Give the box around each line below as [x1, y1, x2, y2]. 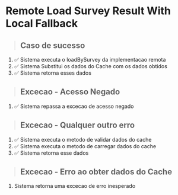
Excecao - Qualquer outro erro [20, 120, 135, 130]
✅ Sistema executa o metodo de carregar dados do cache [14, 142, 157, 149]
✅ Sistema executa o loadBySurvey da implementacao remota [14, 56, 166, 63]
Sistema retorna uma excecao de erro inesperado [14, 183, 136, 190]
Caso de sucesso [20, 40, 85, 50]
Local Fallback [5, 17, 78, 30]
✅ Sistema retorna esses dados [14, 69, 91, 76]
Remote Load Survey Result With [5, 4, 171, 18]
